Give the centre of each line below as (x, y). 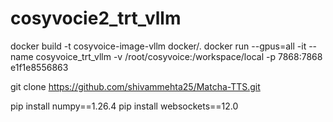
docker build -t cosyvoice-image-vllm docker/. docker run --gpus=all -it (158, 46)
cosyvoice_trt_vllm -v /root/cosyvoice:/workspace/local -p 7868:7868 (179, 56)
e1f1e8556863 (39, 67)
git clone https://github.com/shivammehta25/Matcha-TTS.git (135, 86)
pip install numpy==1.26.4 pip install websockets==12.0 (124, 106)
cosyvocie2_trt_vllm (96, 18)
